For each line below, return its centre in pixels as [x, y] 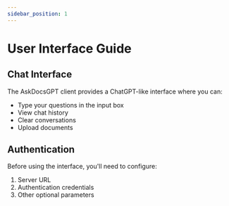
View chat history [43, 112]
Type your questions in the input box [71, 105]
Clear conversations [47, 120]
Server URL [34, 180]
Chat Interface [40, 75]
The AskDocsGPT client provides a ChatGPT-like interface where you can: [115, 91]
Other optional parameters [56, 195]
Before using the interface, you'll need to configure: [82, 167]
